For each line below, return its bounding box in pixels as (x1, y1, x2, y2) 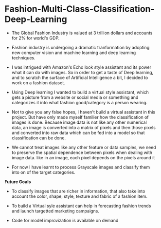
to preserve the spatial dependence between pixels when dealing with (11, 150, 153, 155)
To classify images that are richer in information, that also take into (11, 188, 145, 194)
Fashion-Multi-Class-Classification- (4, 3, 155, 15)
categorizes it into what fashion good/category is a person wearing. (11, 99, 148, 105)
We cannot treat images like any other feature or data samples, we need (11, 144, 156, 150)
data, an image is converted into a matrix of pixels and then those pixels (11, 124, 156, 130)
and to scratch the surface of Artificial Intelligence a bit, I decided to (11, 75, 148, 80)
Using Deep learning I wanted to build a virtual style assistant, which (11, 89, 149, 95)
